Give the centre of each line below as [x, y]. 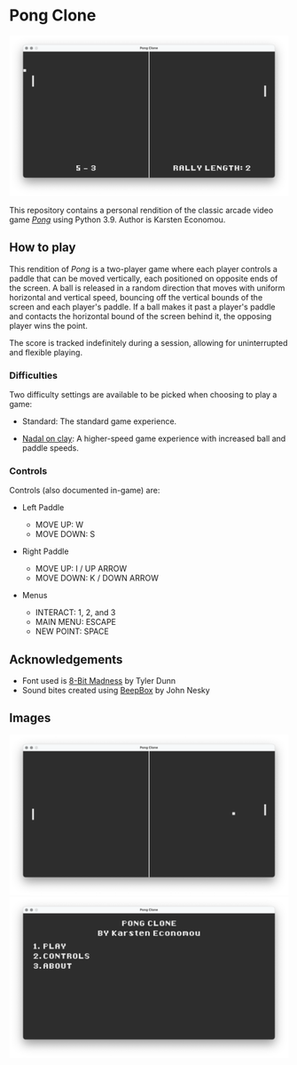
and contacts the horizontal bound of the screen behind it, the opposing [141, 316]
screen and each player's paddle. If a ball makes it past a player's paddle [142, 307]
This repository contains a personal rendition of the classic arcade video [141, 210]
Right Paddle [45, 551]
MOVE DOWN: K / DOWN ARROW [97, 578]
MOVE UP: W [59, 524]
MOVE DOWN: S [65, 534]
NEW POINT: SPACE [72, 631]
